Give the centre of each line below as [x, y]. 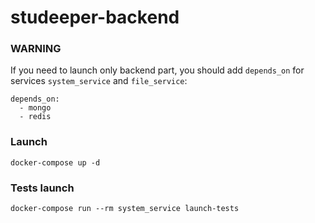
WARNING [36, 49]
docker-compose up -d [55, 162]
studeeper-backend [95, 17]
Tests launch [42, 188]
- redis [35, 117]
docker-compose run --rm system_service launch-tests [125, 209]
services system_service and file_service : [99, 81]
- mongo [35, 108]
